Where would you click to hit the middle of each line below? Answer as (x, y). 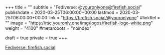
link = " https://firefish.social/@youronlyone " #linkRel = (104, 18)
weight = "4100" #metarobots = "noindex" (48, 28)
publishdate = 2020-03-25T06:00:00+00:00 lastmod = (62, 12)
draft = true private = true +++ (36, 38)
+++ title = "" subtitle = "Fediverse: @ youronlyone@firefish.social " (74, 7)
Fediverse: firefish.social (30, 47)
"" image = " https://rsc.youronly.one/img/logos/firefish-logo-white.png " (79, 23)
